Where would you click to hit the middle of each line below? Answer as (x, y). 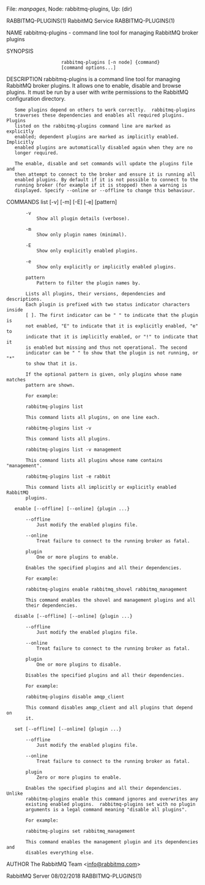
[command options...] (88, 68)
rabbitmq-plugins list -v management (73, 450)
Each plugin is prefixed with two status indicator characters (108, 305)
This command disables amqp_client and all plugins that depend (109, 708)
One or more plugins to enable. (78, 557)
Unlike (15, 793)
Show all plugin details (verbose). (83, 219)
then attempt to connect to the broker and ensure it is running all (105, 174)
